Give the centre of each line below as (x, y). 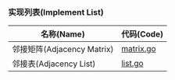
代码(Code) (142, 34)
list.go (132, 64)
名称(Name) (62, 34)
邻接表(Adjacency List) (54, 64)
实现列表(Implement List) (56, 12)
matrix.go (138, 49)
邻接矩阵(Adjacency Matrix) (63, 50)
